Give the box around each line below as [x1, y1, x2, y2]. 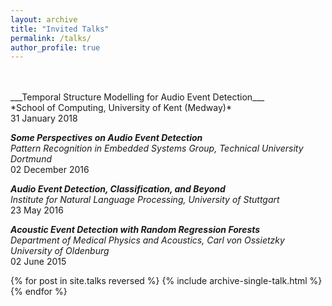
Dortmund [10, 153, 52, 165]
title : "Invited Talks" [10, 24, 110, 34]
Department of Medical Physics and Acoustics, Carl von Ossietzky [10, 234, 285, 246]
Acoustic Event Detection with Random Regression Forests [10, 224, 261, 236]
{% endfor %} [10, 286, 68, 298]
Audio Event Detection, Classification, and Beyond [10, 183, 226, 195]
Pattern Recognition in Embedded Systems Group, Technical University [10, 142, 304, 155]
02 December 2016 [10, 164, 90, 176]
